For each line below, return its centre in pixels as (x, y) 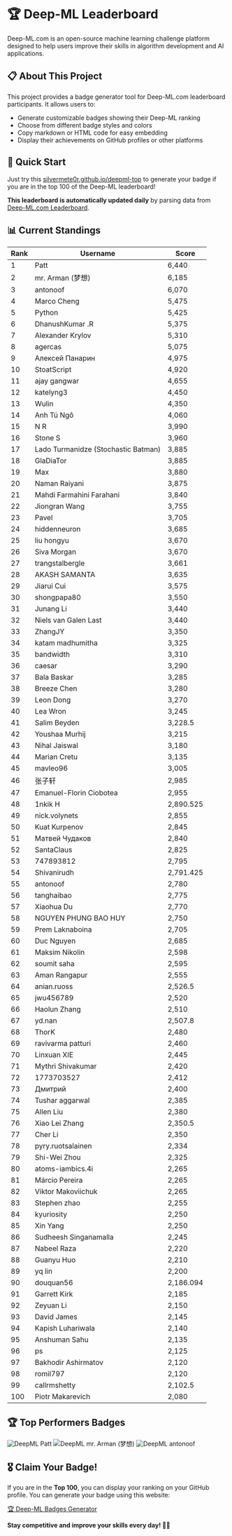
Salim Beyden (57, 723)
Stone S (48, 438)
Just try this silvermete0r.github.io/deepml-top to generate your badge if (112, 179)
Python (46, 313)
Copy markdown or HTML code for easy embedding (92, 132)
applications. (26, 53)
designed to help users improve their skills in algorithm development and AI (116, 46)
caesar (46, 666)
